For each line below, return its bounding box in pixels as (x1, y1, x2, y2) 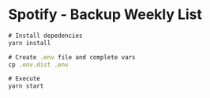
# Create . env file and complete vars (8, 53, 136, 61)
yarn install (8, 39, 51, 47)
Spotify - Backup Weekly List (8, 6, 203, 24)
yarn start (8, 82, 44, 90)
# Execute (8, 75, 41, 83)
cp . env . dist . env (8, 61, 69, 69)
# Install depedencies (8, 32, 83, 40)
